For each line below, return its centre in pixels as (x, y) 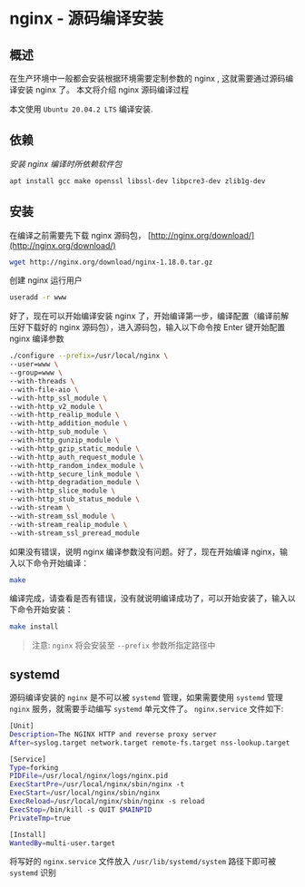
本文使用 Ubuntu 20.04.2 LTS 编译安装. (81, 109)
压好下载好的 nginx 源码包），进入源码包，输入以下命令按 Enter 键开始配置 (148, 327)
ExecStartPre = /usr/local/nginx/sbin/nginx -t (97, 785)
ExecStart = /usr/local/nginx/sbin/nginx (85, 793)
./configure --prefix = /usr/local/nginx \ (89, 356)
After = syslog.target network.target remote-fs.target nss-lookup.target (150, 743)
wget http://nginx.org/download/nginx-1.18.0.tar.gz (111, 262)
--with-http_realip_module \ (64, 415)
